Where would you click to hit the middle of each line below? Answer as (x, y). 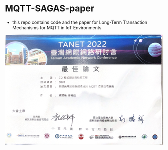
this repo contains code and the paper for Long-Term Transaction (80, 22)
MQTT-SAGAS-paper (50, 9)
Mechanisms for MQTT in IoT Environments (57, 27)
